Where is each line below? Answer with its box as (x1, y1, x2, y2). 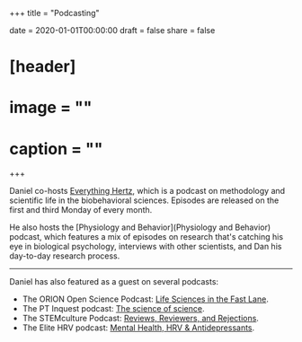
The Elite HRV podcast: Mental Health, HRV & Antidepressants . (22, 322, 255, 333)
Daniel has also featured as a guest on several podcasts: (9, 276, 218, 287)
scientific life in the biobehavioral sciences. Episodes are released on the (9, 195, 280, 206)
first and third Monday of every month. (9, 205, 153, 215)
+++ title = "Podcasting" (9, 8, 101, 18)
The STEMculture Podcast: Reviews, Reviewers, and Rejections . (22, 313, 259, 324)
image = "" (9, 98, 93, 118)
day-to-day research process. (9, 250, 120, 261)
